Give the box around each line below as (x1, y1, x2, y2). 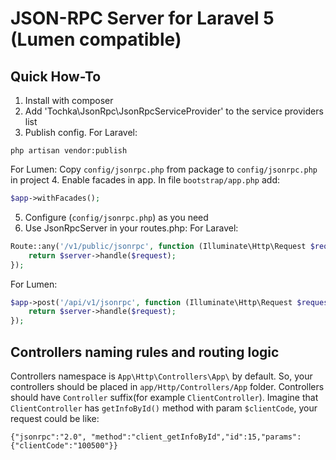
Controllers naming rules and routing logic (10, 343, 280, 361)
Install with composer (24, 95, 114, 106)
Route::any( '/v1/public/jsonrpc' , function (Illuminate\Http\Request (10, 241, 307, 251)
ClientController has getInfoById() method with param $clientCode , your (10, 402, 318, 414)
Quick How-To (10, 68, 102, 85)
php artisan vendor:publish (10, 146, 128, 156)
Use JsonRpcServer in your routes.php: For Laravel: (24, 222, 239, 234)
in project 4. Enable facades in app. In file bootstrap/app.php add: (10, 174, 281, 186)
